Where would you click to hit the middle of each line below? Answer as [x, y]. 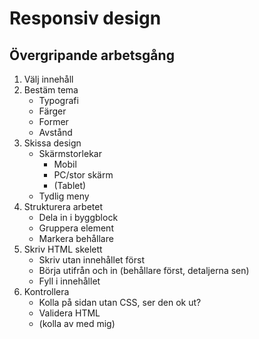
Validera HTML [69, 313]
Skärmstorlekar [70, 153]
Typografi [58, 100]
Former [53, 121]
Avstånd [55, 132]
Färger [52, 111]
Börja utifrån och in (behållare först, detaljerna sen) [144, 270]
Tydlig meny [64, 196]
